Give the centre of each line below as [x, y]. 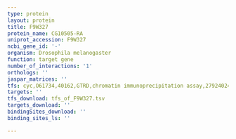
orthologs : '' [28, 72]
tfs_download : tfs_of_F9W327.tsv [56, 99]
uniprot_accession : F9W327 [47, 40]
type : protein [28, 14]
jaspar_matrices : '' [38, 79]
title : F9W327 [28, 27]
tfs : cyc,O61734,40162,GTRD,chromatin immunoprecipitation [96, 86]
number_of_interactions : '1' [50, 66]
